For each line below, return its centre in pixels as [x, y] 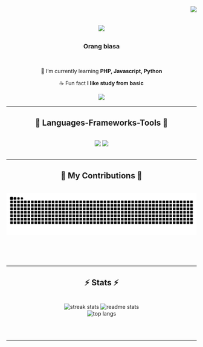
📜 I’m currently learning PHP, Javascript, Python [101, 71]
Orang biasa [101, 47]
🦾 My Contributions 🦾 [101, 176]
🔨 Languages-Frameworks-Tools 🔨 [101, 122]
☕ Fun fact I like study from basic [101, 83]
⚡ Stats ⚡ [101, 283]
